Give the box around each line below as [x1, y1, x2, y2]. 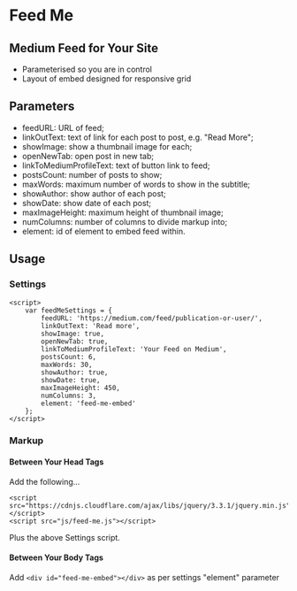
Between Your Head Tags [9, 457, 104, 467]
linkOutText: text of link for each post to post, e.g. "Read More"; [21, 132, 254, 142]
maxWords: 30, [41, 360, 93, 369]
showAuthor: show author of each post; [21, 188, 166, 199]
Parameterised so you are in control [21, 64, 153, 74]
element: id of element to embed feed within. [21, 226, 186, 236]
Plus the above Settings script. [9, 532, 121, 542]
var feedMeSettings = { [25, 306, 113, 315]
